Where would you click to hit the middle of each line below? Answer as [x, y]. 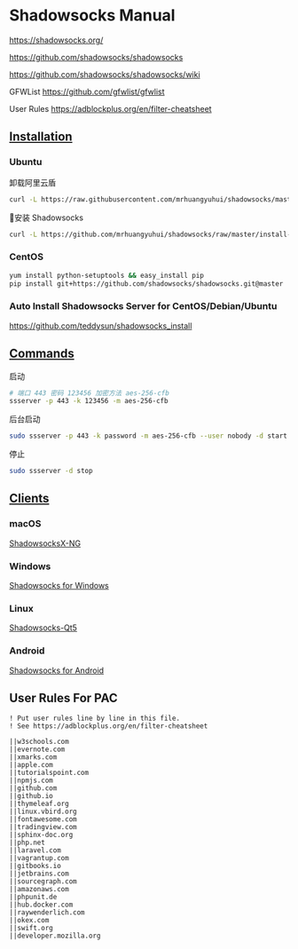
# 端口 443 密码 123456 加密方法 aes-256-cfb [90, 393]
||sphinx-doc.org [41, 835]
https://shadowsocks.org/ [56, 40]
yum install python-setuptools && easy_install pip [106, 275]
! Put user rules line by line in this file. [94, 719]
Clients [29, 498]
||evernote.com [37, 750]
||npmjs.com [31, 781]
